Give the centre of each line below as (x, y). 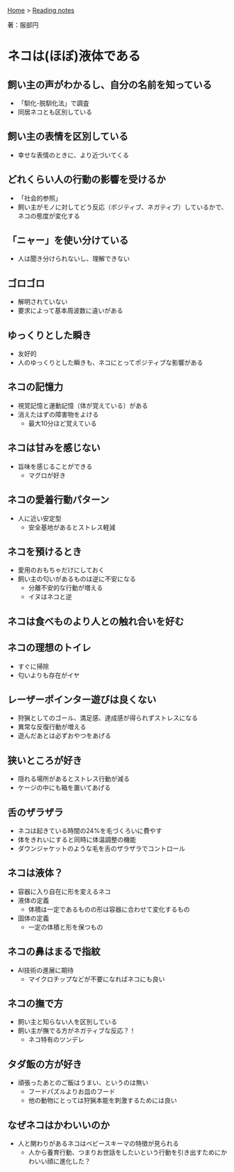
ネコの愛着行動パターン (58, 500)
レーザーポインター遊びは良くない (82, 699)
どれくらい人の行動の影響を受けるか (87, 179)
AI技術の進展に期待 (46, 970)
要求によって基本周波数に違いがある (70, 311)
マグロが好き (47, 475)
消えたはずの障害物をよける (58, 414)
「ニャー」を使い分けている (68, 241)
